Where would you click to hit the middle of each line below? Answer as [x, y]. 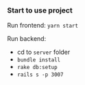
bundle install [39, 60]
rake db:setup [37, 68]
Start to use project [40, 10]
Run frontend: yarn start [43, 26]
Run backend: [27, 39]
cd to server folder [44, 52]
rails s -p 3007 [40, 75]
